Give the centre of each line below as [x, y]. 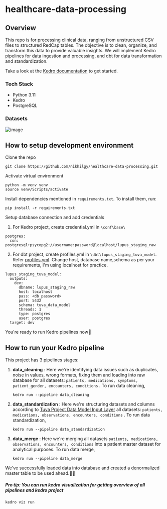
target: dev [22, 323]
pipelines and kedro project [34, 490]
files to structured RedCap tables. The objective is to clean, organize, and [81, 45]
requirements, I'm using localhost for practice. [60, 265]
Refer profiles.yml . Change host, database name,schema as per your [83, 260]
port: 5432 [30, 301]
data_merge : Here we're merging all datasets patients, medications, [85, 439]
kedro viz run [20, 502]
